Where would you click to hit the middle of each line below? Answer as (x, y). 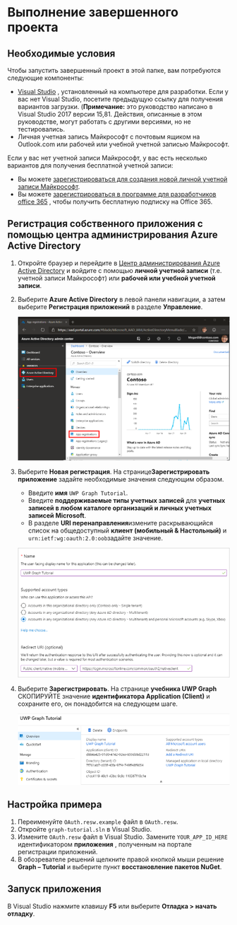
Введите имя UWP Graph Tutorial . (78, 493)
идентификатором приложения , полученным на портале (104, 844)
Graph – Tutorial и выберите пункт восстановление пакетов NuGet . (120, 866)
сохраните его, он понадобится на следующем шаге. (98, 704)
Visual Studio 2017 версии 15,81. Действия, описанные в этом (110, 114)
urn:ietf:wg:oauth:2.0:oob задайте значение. (96, 537)
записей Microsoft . (57, 515)
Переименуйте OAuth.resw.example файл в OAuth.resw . (98, 822)
